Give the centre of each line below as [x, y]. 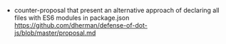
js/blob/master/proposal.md [55, 33]
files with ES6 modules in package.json [72, 18]
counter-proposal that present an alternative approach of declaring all [117, 10]
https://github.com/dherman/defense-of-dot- [81, 25]
